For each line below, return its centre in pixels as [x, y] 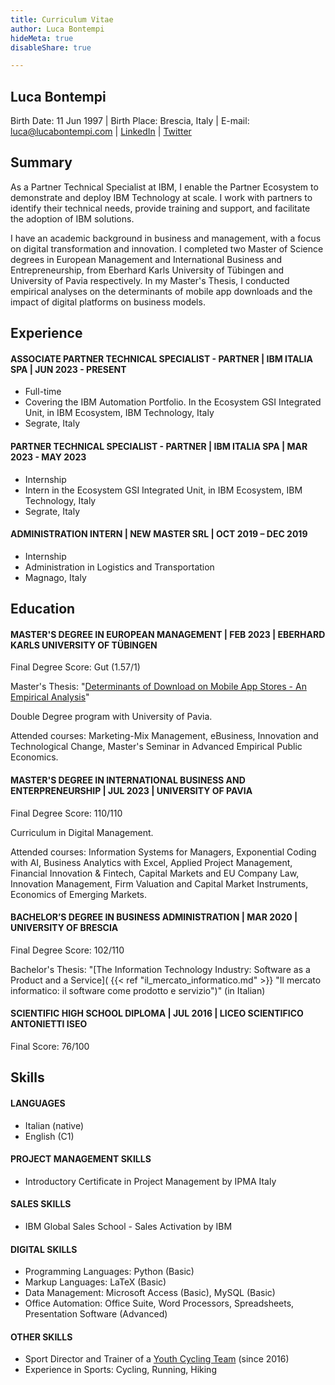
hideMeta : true [42, 38]
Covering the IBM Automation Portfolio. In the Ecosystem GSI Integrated [173, 402]
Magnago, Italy [55, 577]
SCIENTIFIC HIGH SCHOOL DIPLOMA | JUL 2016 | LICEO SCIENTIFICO [157, 1013]
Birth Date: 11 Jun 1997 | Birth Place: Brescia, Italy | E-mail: [130, 121]
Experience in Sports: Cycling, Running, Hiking [120, 1370]
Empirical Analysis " [50, 697]
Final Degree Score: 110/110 [66, 813]
